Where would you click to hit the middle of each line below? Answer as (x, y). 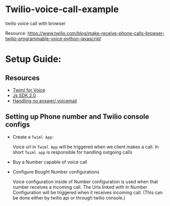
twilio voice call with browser (35, 23)
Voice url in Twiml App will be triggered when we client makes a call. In (86, 147)
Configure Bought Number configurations (56, 171)
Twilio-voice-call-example (62, 9)
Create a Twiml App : (33, 137)
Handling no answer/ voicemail (45, 100)
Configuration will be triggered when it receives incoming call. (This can (88, 192)
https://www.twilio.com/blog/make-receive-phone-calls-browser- (96, 33)
